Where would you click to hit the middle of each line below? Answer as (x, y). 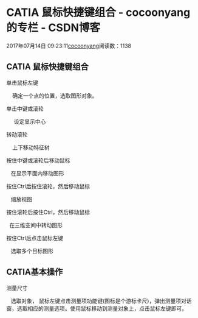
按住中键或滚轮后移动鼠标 (38, 160)
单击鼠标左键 (22, 82)
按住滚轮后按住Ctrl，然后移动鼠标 (48, 212)
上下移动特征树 (31, 147)
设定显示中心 (30, 121)
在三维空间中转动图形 (36, 225)
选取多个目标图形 (32, 251)
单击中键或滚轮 (25, 108)
